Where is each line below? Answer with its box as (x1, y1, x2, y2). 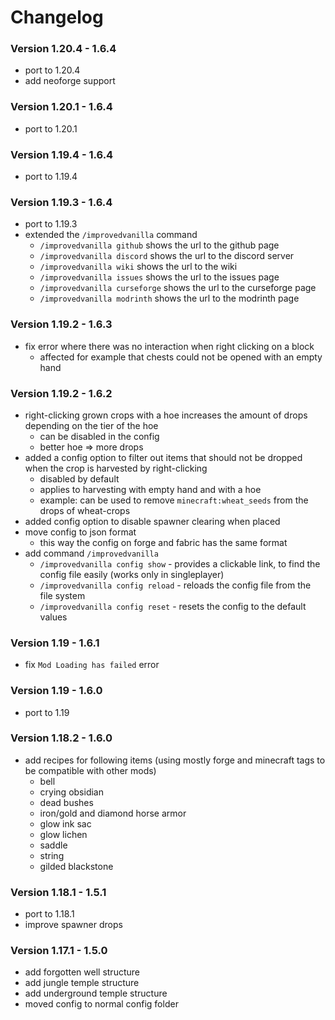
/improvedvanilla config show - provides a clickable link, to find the (39, 557, 321, 570)
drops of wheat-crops (39, 504, 131, 516)
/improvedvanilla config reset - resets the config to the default (39, 600, 307, 612)
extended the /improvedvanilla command (24, 229, 198, 241)
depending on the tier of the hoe (24, 419, 159, 431)
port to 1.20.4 (24, 64, 81, 76)
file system (39, 589, 86, 601)
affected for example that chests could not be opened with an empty (39, 351, 323, 363)
